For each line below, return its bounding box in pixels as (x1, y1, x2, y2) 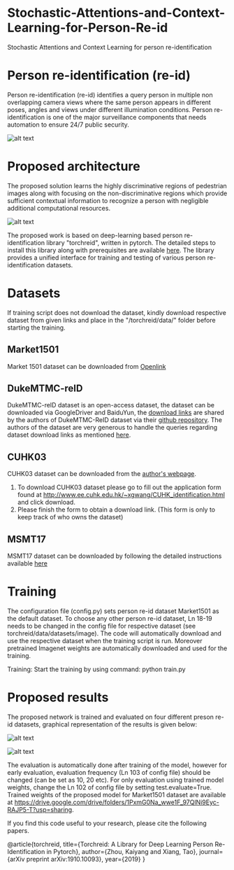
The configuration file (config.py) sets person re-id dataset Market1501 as (7, 607, 219, 615)
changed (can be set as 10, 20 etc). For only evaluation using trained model (7, 776, 224, 784)
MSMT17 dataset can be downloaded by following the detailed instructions (7, 552, 222, 560)
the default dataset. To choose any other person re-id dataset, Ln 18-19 (7, 614, 213, 622)
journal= (198, 847, 224, 855)
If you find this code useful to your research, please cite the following (7, 819, 207, 827)
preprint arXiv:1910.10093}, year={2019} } (26, 855, 145, 863)
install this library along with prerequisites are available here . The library (7, 246, 214, 254)
